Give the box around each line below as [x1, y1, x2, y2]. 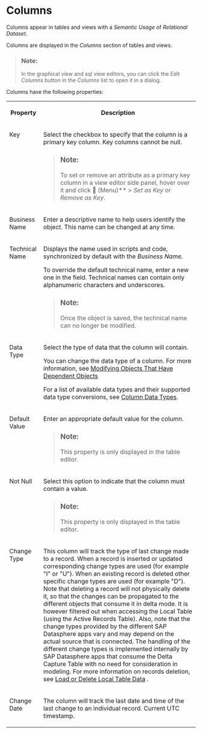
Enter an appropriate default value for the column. [43, 415, 184, 423]
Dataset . [6, 29, 28, 37]
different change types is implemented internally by [43, 644, 189, 653]
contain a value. [43, 485, 88, 493]
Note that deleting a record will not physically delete [43, 584, 191, 593]
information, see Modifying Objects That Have [43, 365, 173, 373]
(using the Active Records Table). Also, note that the [43, 614, 191, 623]
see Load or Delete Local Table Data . [43, 674, 149, 683]
